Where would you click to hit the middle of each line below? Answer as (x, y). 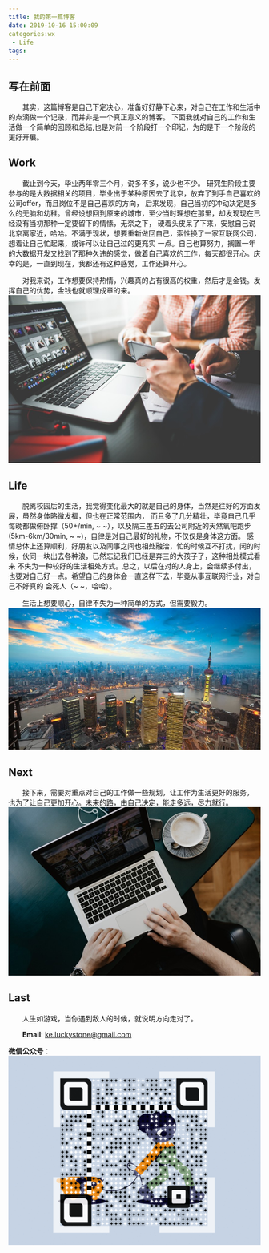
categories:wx (32, 34)
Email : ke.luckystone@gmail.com (77, 1034)
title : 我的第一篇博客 (42, 17)
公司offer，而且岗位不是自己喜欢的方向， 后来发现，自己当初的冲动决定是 (129, 203)
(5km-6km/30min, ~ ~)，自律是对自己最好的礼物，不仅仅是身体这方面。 (127, 536)
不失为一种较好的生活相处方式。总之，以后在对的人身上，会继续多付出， (137, 566)
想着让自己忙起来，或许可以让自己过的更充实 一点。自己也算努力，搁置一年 (132, 243)
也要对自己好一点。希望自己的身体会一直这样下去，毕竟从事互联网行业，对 (131, 576)
